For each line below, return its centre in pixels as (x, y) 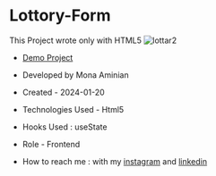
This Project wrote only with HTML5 (75, 40)
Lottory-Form (60, 16)
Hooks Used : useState (65, 127)
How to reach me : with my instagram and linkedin (115, 161)
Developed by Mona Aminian (75, 75)
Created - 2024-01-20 (63, 92)
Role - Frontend (51, 144)
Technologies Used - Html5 (73, 109)
